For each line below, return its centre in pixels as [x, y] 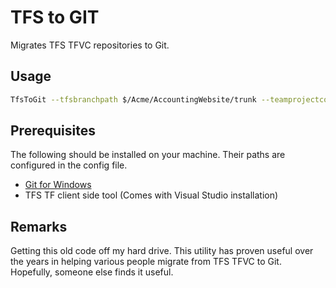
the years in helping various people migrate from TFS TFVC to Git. [146, 262]
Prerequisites [53, 131]
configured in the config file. [69, 165]
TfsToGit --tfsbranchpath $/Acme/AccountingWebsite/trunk [133, 99]
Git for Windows [58, 185]
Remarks [39, 226]
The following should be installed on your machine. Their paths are [148, 155]
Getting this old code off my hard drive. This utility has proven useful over [162, 251]
